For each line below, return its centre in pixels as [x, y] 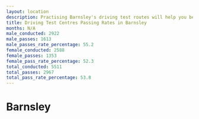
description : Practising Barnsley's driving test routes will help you [96, 17]
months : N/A [21, 28]
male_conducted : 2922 [33, 34]
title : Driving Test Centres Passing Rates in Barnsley [76, 22]
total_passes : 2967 [30, 72]
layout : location [28, 12]
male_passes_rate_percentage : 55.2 [50, 45]
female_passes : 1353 [32, 56]
